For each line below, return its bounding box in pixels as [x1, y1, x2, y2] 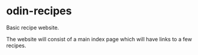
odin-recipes [6, 4, 72, 18]
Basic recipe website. [6, 24, 59, 31]
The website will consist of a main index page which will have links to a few [6, 35, 192, 42]
